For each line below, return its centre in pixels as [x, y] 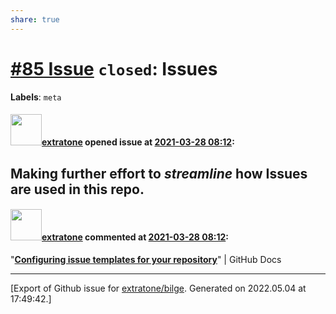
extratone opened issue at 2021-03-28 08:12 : [138, 142]
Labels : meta [36, 97]
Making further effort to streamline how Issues [159, 173]
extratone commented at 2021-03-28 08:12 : [135, 237]
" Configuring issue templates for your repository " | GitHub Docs [146, 259]
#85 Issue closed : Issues [114, 68]
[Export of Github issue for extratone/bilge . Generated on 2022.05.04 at [158, 288]
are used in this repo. [77, 189]
